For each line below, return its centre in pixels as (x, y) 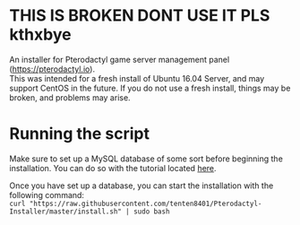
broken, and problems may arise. (70, 97)
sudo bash (151, 212)
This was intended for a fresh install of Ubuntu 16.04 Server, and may (137, 78)
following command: (47, 195)
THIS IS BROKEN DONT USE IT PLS (140, 16)
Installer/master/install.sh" (66, 212)
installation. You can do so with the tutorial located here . (113, 168)
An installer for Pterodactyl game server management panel (120, 59)
